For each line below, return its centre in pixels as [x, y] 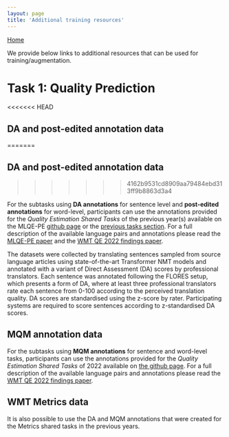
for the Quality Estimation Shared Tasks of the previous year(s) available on [115, 219]
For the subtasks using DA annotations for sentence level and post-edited [113, 205]
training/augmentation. [40, 60]
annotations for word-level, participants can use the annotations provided [112, 212]
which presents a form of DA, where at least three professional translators [112, 284]
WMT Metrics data [48, 402]
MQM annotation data [55, 335]
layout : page [26, 13]
